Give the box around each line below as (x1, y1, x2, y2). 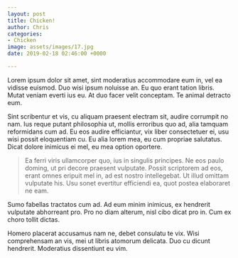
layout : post (7, 10, 46, 18)
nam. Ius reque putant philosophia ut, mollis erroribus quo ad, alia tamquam (7, 119, 229, 128)
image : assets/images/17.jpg (7, 43, 94, 50)
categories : (7, 30, 43, 38)
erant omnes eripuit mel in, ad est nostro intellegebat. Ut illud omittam (24, 171, 229, 180)
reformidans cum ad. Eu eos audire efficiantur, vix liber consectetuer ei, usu (7, 127, 229, 136)
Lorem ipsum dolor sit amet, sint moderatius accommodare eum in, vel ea (7, 75, 222, 84)
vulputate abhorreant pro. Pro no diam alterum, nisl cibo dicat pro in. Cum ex (7, 208, 232, 216)
